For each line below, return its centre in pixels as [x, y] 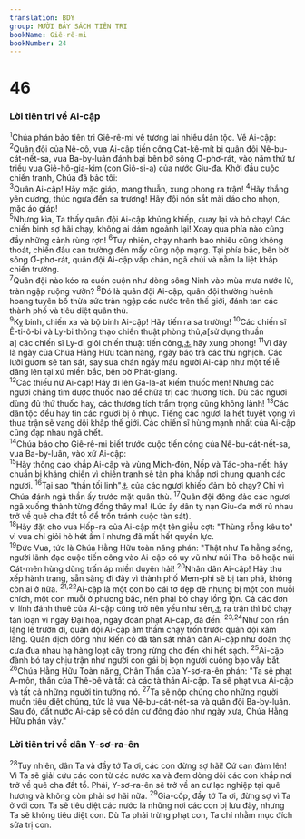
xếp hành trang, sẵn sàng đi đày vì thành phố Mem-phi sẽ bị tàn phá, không [151, 578]
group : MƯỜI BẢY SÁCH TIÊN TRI [69, 26]
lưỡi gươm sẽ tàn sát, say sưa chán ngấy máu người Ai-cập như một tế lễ [144, 362]
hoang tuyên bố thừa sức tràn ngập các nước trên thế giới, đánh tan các [144, 301]
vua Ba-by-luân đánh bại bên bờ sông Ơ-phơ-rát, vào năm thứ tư [174, 159]
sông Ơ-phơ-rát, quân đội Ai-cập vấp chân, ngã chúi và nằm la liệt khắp [144, 260]
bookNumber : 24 [38, 43]
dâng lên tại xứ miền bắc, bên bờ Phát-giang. [94, 371]
